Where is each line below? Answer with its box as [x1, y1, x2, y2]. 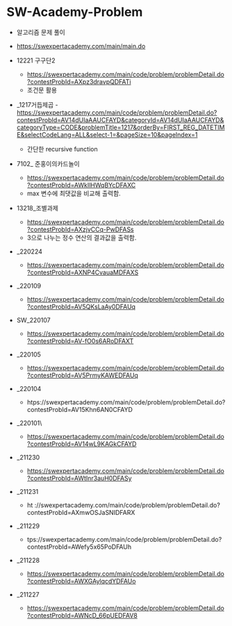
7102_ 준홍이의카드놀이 [16, 159, 81, 167]
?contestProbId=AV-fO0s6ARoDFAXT [26, 336, 134, 345]
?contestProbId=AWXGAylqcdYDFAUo [26, 577, 136, 585]
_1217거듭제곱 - [16, 100, 58, 108]
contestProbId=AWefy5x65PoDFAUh [26, 543, 132, 551]
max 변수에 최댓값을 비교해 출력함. [26, 189, 121, 197]
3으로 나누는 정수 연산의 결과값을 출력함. [26, 233, 137, 242]
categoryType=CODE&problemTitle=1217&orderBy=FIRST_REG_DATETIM [16, 123, 225, 131]
